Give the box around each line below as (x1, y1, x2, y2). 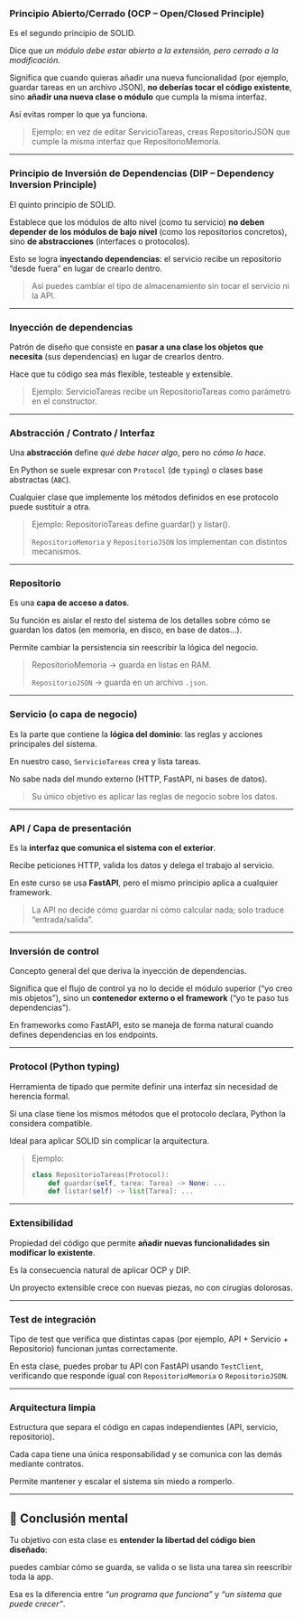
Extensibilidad (9, 1217, 74, 1230)
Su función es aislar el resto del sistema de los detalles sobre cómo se (9, 615, 271, 626)
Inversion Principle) (9, 179, 97, 192)
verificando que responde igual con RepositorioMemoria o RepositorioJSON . (9, 1370, 289, 1380)
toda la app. (9, 1571, 54, 1582)
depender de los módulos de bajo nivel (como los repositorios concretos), (9, 226, 288, 237)
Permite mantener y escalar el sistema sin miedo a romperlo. (9, 1476, 234, 1487)
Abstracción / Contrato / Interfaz (9, 426, 156, 439)
